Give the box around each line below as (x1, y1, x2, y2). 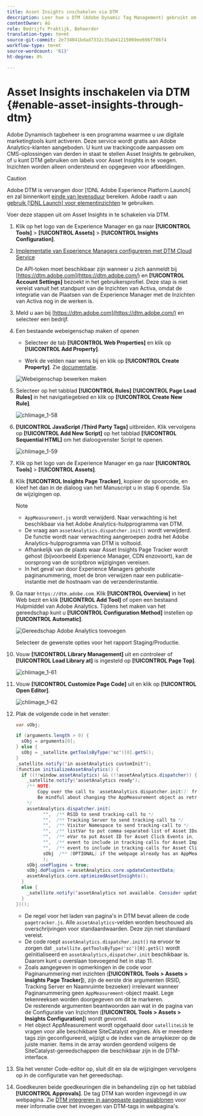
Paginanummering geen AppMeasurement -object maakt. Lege (24, 989, 174, 996)
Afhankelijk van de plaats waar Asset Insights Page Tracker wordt (24, 546, 188, 553)
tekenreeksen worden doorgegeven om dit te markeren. (24, 995, 164, 1003)
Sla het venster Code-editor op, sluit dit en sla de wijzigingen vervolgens (15, 1065, 197, 1072)
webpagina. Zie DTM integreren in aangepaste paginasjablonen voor (15, 1096, 187, 1103)
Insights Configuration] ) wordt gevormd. (24, 1014, 128, 1022)
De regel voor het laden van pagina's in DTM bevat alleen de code (24, 912, 190, 919)
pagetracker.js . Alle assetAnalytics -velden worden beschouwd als (24, 918, 193, 926)
